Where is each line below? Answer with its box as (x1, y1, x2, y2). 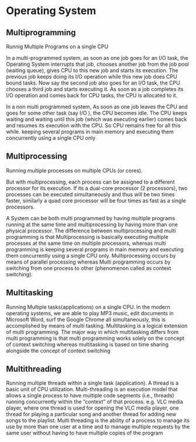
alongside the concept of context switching (6, 347, 111, 354)
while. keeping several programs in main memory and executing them (6, 128, 174, 135)
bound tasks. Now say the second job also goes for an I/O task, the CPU (6, 79, 180, 86)
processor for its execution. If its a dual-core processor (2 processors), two (6, 184, 188, 191)
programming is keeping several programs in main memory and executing (6, 245, 184, 253)
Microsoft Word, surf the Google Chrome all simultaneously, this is (6, 316, 166, 323)
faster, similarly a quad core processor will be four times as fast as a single (6, 197, 186, 204)
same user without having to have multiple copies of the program (6, 430, 163, 437)
